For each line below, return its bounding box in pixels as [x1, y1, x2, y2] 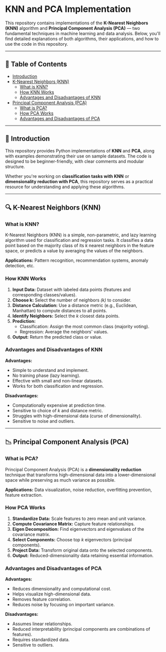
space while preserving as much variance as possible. [5, 477, 116, 483]
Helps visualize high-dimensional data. [12, 591, 91, 597]
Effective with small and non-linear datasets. [12, 377, 103, 383]
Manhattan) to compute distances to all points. [12, 307, 107, 313]
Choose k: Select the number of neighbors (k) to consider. [12, 297, 132, 303]
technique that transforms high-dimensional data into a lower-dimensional [5, 472, 156, 478]
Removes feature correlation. [12, 596, 72, 602]
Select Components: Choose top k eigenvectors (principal [12, 536, 132, 542]
